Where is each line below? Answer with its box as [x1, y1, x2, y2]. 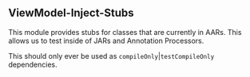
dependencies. [8, 60, 58, 69]
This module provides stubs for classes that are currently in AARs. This [8, 27, 242, 37]
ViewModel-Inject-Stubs [8, 6, 134, 20]
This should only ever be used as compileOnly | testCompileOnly [8, 51, 215, 60]
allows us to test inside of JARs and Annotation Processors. [8, 36, 204, 45]
